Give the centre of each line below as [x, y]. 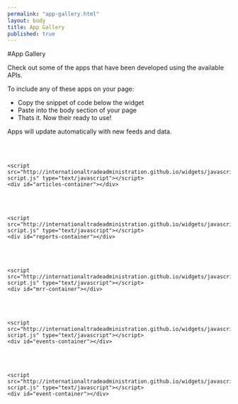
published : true [31, 34]
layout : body [27, 21]
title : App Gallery [36, 27]
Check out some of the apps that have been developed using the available [116, 67]
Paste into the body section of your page [77, 110]
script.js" [23, 283]
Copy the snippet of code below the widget [81, 103]
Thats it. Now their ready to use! [64, 118]
